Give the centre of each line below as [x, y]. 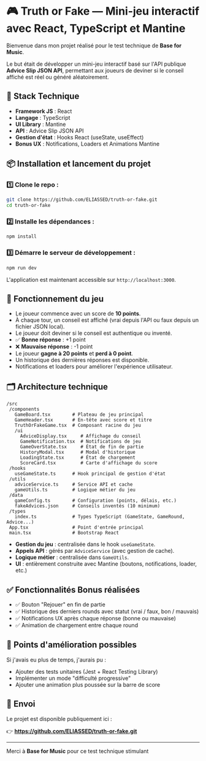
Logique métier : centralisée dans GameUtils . [72, 557]
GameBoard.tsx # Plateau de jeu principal [79, 415]
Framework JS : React [44, 111]
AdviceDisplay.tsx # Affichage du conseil [80, 436]
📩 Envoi [21, 704]
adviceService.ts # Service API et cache [74, 485]
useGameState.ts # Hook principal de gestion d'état [90, 474]
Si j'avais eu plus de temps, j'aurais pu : [56, 660]
